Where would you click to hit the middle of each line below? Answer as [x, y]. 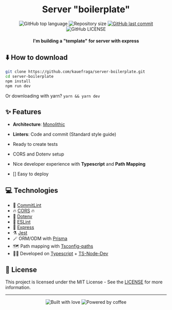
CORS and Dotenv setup [38, 154]
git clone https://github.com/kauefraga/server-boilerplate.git [75, 72]
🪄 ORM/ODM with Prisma [40, 238]
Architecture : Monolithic [39, 124]
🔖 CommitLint [27, 205]
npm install [18, 81]
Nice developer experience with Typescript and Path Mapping [79, 164]
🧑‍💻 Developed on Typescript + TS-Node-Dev [60, 254]
